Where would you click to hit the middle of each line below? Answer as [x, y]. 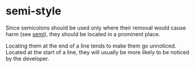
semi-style [34, 11]
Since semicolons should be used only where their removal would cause [96, 28]
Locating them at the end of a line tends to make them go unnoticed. [91, 46]
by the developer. [28, 58]
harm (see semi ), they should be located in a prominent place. [83, 34]
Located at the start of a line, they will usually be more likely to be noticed [97, 52]
